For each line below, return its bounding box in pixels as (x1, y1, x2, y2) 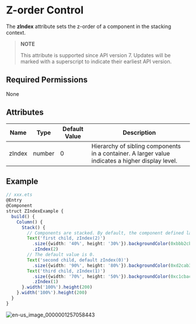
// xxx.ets (6, 192, 33, 198)
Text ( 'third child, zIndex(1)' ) (27, 268, 106, 274)
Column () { (16, 219, 43, 225)
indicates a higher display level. (91, 156, 178, 164)
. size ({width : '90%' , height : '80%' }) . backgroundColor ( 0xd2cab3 (32, 263, 192, 268)
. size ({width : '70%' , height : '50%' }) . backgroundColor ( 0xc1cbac (32, 273, 192, 280)
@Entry (6, 197, 22, 204)
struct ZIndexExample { (6, 208, 64, 214)
